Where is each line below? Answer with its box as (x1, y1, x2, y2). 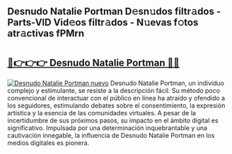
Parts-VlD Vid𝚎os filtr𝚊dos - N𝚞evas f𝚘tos (7, 17, 199, 29)
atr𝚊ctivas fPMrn (7, 27, 85, 39)
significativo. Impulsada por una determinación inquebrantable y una (7, 124, 207, 132)
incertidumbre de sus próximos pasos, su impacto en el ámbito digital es (7, 116, 219, 124)
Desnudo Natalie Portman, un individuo (110, 79, 225, 87)
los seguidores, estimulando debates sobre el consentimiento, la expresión (7, 101, 226, 110)
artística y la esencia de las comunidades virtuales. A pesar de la (7, 109, 197, 117)
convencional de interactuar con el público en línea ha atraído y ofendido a (7, 94, 225, 102)
